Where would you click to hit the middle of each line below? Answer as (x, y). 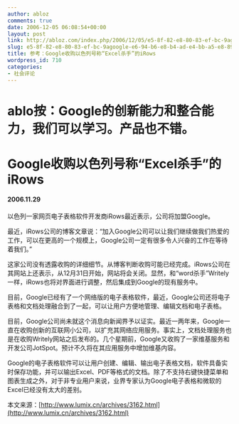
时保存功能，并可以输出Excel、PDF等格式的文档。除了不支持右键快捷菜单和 (118, 372)
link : (15, 41)
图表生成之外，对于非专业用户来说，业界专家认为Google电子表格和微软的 (115, 381)
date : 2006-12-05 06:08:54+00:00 (57, 27)
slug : (15, 47)
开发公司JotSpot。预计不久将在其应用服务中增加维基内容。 (94, 348)
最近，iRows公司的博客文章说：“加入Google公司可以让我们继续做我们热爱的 (118, 231)
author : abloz (28, 14)
